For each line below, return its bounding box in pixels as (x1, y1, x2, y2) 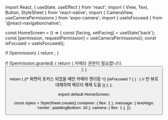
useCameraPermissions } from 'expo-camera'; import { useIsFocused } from (5, 15, 162, 20)
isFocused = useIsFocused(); (5, 40, 65, 46)
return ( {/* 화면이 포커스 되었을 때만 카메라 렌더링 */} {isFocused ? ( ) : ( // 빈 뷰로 (9, 77, 158, 82)
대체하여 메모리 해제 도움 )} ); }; (55, 82, 113, 88)
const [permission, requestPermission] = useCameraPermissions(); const (5, 35, 156, 41)
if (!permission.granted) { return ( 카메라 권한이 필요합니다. (5, 60, 122, 66)
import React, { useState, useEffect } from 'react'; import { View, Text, (5, 4, 148, 10)
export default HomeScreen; (58, 92, 110, 97)
